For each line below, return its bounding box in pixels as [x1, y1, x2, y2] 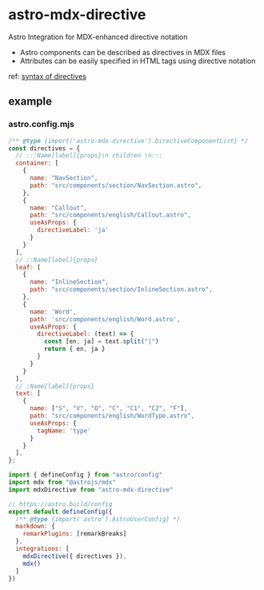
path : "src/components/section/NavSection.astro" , [29, 181, 202, 189]
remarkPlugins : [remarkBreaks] [22, 530, 127, 538]
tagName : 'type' [37, 426, 91, 435]
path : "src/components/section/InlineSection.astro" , [29, 285, 214, 293]
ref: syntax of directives [8, 71, 86, 81]
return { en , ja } [43, 345, 106, 353]
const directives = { [8, 144, 81, 153]
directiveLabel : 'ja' [37, 226, 110, 234]
